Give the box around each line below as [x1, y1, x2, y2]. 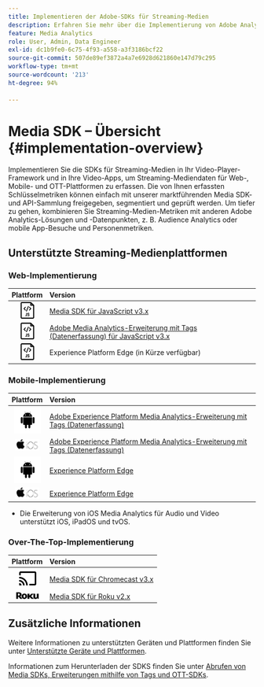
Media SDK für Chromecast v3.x [49, 574, 154, 584]
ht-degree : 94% [8, 79, 58, 87]
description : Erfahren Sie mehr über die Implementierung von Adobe [8, 20, 237, 29]
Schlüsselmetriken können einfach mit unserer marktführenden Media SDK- [8, 190, 253, 200]
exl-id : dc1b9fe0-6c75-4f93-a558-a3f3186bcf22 [8, 46, 163, 54]
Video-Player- [195, 165, 241, 175]
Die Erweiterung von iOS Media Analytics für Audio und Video [19, 508, 220, 519]
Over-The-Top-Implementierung [8, 537, 134, 548]
